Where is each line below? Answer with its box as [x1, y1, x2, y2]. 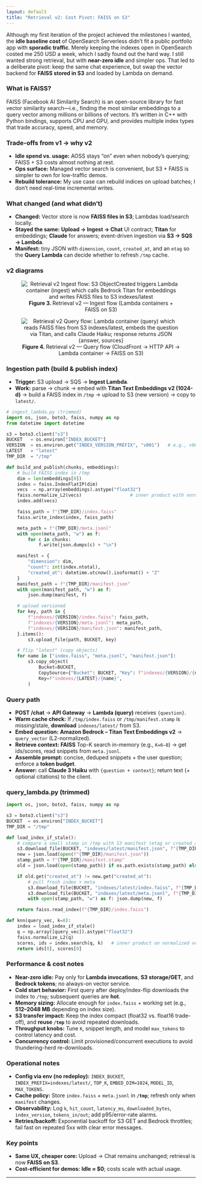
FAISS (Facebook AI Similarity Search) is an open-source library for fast [6, 98, 183, 105]
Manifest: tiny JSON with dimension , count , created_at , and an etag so [14, 245, 190, 252]
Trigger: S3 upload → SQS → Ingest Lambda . [14, 378, 129, 385]
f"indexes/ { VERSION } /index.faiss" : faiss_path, [28, 614, 149, 620]
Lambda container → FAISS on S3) [58, 349, 144, 357]
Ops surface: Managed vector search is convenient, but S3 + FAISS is [14, 165, 189, 172]
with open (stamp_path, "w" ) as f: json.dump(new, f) [28, 896, 163, 902]
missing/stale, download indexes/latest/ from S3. [14, 721, 141, 729]
